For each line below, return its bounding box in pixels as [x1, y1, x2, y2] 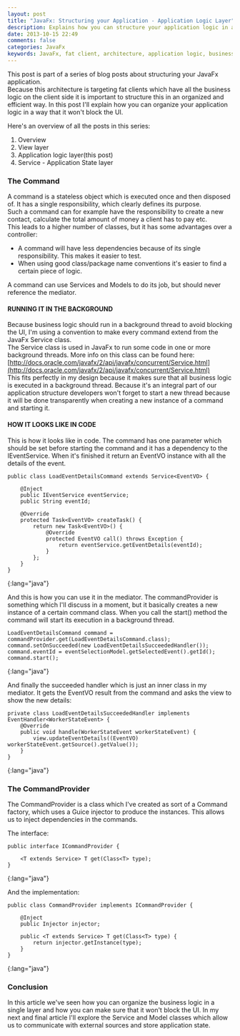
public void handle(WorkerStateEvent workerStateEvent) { [20, 728, 196, 735]
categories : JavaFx [7, 44, 66, 51]
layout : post [7, 10, 46, 18]
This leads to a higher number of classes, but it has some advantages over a [7, 223, 232, 231]
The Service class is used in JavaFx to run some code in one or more [7, 343, 211, 352]
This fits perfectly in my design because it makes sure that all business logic [7, 373, 232, 382]
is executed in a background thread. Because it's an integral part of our [7, 381, 217, 390]
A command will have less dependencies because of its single [17, 244, 201, 253]
